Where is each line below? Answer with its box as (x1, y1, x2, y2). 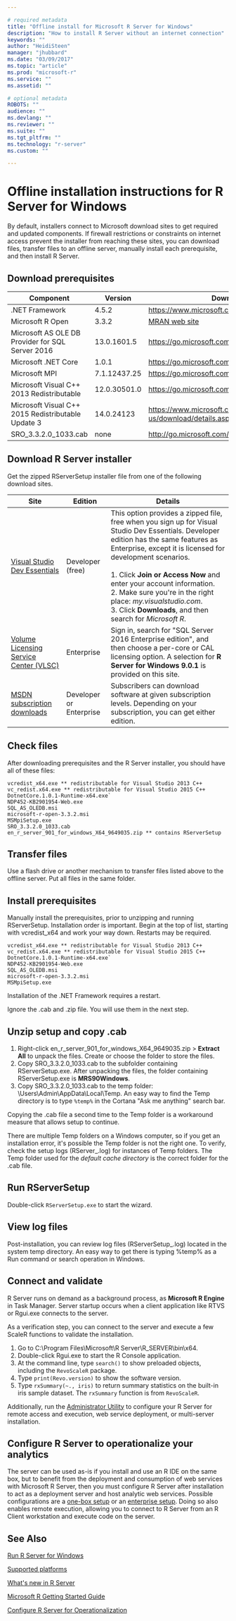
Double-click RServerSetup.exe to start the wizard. (7, 1200, 152, 1209)
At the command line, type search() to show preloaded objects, (17, 1358, 202, 1367)
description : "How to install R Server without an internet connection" (7, 30, 225, 37)
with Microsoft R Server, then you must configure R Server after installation (7, 1482, 224, 1491)
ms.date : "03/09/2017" (7, 56, 74, 63)
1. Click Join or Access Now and (110, 569, 221, 579)
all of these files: (7, 766, 55, 775)
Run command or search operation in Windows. (7, 1255, 145, 1263)
